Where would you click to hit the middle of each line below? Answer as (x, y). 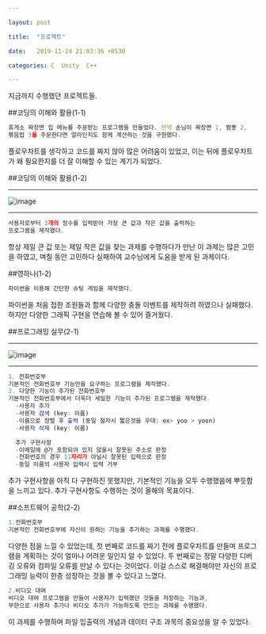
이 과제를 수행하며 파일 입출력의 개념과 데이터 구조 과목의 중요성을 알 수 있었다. (129, 621)
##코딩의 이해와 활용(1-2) (48, 178)
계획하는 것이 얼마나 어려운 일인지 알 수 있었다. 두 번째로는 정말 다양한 (130, 556)
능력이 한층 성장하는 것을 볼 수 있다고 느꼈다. (97, 575)
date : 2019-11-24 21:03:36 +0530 (67, 51)
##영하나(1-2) (30, 273)
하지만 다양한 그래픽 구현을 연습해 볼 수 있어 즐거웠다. (90, 315)
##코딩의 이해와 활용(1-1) (47, 113)
